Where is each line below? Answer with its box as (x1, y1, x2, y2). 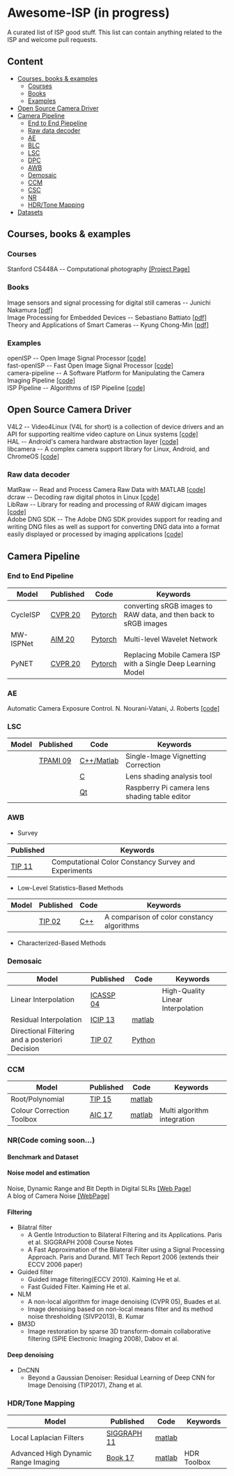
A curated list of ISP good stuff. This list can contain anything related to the (7, 28, 223, 36)
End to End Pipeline (7, 571, 75, 581)
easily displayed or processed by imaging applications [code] (7, 530, 183, 539)
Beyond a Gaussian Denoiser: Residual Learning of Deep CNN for (27, 1373, 216, 1382)
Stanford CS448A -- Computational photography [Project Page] (7, 265, 190, 273)
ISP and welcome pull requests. (7, 35, 97, 43)
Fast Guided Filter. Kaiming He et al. (27, 1282, 131, 1291)
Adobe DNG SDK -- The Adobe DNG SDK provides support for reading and (7, 515, 223, 523)
